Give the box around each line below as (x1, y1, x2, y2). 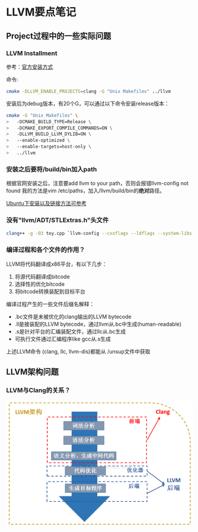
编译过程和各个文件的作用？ (6, 246, 85, 254)
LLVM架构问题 (6, 367, 59, 377)
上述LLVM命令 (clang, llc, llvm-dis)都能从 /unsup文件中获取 (6, 348, 151, 355)
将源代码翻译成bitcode (14, 273, 70, 280)
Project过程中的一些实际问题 (6, 31, 111, 41)
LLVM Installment (6, 49, 58, 57)
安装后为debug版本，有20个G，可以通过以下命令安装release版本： (6, 100, 170, 107)
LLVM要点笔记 (6, 5, 76, 19)
